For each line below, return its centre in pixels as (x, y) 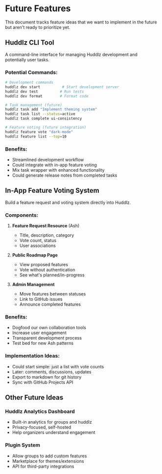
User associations (38, 246)
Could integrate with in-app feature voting (54, 165)
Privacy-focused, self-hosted (42, 427)
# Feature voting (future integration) (46, 128)
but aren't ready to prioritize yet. (38, 27)
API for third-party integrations (43, 466)
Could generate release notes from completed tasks (65, 175)
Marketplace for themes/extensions (48, 461)
